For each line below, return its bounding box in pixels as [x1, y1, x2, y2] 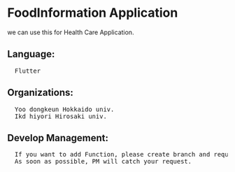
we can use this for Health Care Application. [7, 28, 134, 36]
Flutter [14, 66, 41, 75]
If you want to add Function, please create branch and [14, 150, 211, 159]
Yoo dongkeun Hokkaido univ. [14, 105, 115, 113]
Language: [7, 48, 55, 60]
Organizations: [7, 87, 73, 99]
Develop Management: [7, 131, 109, 144]
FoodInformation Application [7, 5, 178, 21]
